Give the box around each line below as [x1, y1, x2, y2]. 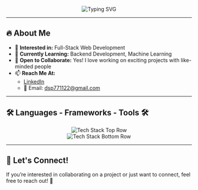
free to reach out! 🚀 [6, 178, 54, 185]
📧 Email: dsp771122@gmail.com [23, 84, 100, 91]
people [34, 63, 52, 70]
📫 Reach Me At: [14, 69, 56, 76]
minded [14, 63, 34, 70]
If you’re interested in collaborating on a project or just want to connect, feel [6, 171, 190, 178]
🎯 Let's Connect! [6, 156, 69, 166]
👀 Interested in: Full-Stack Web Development [14, 44, 126, 51]
